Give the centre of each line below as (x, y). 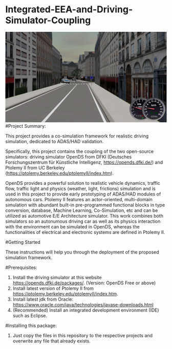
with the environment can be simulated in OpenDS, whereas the (72, 226)
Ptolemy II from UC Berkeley (35, 167)
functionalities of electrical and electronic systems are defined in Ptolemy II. (85, 232)
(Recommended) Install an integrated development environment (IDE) (86, 310)
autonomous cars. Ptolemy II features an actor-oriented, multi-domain (79, 199)
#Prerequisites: (21, 267)
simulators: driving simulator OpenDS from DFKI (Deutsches (69, 157)
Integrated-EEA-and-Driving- (69, 9)
